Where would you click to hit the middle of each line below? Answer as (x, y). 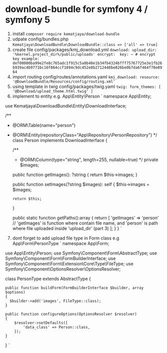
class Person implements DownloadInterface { (60, 140)
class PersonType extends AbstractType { (48, 278)
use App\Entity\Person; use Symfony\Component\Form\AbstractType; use (81, 253)
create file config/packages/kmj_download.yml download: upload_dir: (84, 49)
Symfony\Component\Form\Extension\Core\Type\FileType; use (69, 263)
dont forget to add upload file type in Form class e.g (66, 238)
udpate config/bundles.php (40, 39)
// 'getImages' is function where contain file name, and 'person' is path (85, 223)
